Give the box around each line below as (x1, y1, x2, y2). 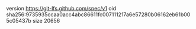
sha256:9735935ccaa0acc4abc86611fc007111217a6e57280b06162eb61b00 (6, 11, 191, 18)
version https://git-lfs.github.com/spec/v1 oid (6, 5, 117, 12)
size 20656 (32, 17, 60, 24)
